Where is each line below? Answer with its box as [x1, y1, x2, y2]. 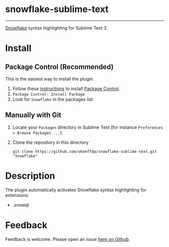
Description [5, 170, 55, 182]
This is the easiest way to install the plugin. [5, 75, 95, 81]
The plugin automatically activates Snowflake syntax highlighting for [5, 187, 147, 193]
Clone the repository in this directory [12, 139, 89, 145]
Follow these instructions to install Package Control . [12, 86, 120, 92]
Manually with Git [5, 111, 61, 119]
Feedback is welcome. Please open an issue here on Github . [5, 236, 130, 242]
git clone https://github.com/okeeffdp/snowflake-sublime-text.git [12, 149, 157, 154]
